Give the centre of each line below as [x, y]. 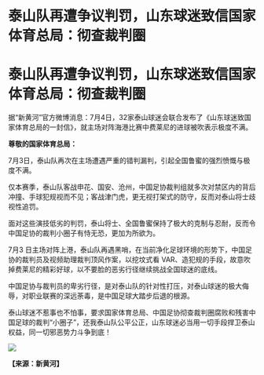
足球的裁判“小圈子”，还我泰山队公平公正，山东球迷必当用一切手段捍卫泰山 [135, 322]
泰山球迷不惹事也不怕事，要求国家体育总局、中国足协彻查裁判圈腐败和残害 [128, 313]
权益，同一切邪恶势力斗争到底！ [60, 332]
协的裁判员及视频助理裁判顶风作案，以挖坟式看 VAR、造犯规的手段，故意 [126, 260]
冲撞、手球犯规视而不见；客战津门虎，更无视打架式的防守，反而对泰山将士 [128, 197]
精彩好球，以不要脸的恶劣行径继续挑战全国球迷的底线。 [132, 269]
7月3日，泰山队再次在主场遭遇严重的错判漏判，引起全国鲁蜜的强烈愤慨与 [126, 161]
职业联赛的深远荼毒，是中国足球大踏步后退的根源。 [111, 296]
